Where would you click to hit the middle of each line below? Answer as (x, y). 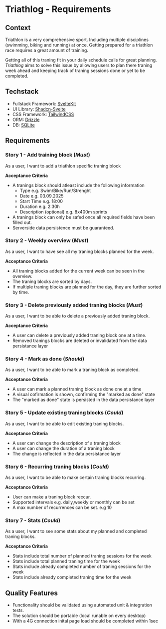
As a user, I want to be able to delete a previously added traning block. (78, 316)
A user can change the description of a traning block (67, 443)
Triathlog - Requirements (58, 9)
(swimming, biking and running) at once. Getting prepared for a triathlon (79, 45)
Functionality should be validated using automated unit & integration (82, 605)
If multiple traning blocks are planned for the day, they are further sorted (87, 286)
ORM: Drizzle (26, 119)
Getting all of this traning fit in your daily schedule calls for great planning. (81, 60)
